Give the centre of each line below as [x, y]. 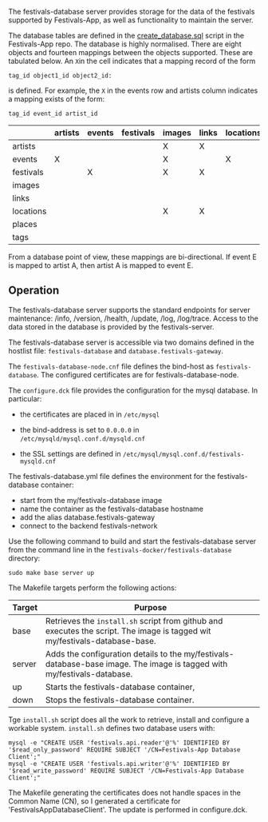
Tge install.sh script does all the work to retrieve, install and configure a [129, 720]
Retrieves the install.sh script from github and [134, 620]
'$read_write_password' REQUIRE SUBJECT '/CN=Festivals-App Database [126, 771]
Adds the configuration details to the [113, 653]
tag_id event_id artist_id [53, 114]
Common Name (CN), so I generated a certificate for [95, 801]
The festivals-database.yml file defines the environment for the [112, 476]
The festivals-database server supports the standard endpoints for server [130, 309]
